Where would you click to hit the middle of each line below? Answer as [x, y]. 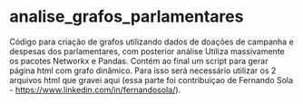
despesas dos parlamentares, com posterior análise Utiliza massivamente [147, 51]
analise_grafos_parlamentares [127, 17]
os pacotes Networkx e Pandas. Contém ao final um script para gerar [139, 61]
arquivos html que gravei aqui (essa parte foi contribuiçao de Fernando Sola [151, 80]
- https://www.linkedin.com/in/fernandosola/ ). [95, 90]
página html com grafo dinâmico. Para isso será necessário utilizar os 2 [143, 71]
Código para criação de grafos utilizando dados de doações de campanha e [152, 42]
